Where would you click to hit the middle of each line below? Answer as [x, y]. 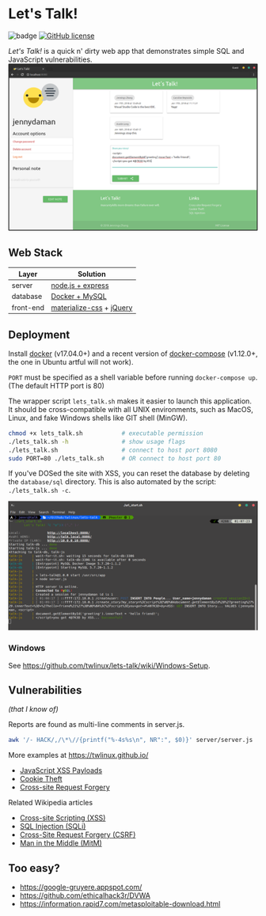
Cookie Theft [41, 779]
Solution [92, 274]
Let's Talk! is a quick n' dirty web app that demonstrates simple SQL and [126, 51]
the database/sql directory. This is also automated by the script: [112, 482]
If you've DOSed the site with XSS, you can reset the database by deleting [129, 473]
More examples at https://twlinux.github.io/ [78, 755]
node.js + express [80, 286]
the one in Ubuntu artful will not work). [71, 361]
